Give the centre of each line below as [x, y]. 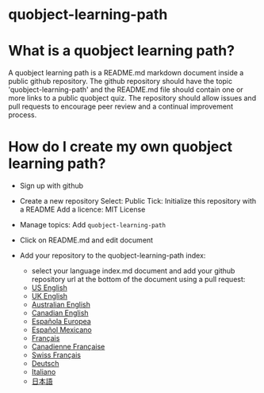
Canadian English [60, 313]
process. [23, 115]
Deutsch [45, 364]
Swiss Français [56, 355]
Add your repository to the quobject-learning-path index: [113, 256]
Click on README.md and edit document [86, 240]
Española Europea [61, 322]
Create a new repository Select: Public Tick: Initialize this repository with [138, 201]
